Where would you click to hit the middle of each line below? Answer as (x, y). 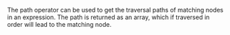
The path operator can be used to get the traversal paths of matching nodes (115, 10)
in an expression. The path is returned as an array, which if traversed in (108, 17)
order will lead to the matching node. (59, 24)
